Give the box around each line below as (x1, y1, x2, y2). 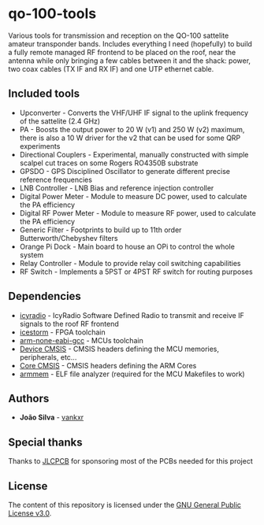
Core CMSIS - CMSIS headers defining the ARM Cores (19, 360, 197, 370)
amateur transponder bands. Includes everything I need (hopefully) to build (8, 39, 252, 48)
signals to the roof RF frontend (19, 319, 120, 328)
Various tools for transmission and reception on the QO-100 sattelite (8, 31, 229, 40)
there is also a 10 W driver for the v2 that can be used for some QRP (19, 133, 241, 142)
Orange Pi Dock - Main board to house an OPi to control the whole (19, 242, 235, 251)
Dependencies (8, 290, 81, 303)
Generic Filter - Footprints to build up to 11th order (19, 225, 182, 235)
